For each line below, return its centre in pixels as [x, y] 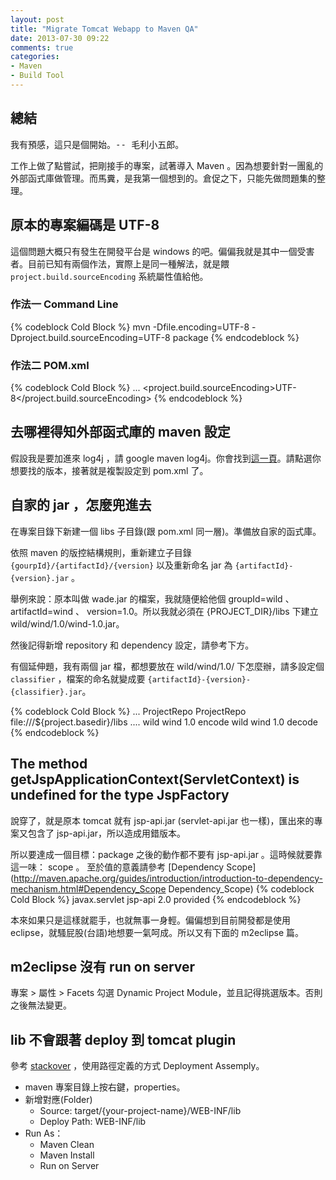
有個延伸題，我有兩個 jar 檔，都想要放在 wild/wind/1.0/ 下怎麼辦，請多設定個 [167, 666]
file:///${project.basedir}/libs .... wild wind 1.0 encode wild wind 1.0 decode [164, 722]
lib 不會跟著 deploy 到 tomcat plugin [123, 1039]
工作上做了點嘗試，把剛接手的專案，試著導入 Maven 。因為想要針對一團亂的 [167, 165]
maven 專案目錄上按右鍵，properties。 [105, 1087]
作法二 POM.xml [50, 365]
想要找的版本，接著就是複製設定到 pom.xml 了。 [109, 470]
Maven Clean [67, 1145]
